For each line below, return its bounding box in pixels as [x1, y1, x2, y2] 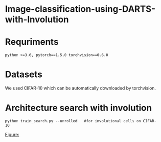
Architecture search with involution [5, 102, 152, 114]
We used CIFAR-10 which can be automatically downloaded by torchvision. [5, 85, 156, 91]
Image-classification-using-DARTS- [5, 3, 156, 15]
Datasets [5, 69, 43, 80]
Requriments [5, 36, 59, 48]
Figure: [5, 132, 20, 137]
